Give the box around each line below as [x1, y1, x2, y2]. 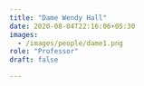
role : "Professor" [9, 47, 79, 56]
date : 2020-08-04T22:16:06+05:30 [9, 22, 136, 31]
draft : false [9, 55, 59, 64]
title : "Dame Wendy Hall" [9, 13, 107, 23]
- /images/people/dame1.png [17, 38, 124, 48]
